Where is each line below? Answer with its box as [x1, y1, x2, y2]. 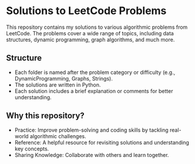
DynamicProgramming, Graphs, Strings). [14, 75, 113, 82]
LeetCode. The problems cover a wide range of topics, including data [6, 29, 174, 36]
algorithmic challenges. [29, 132, 86, 139]
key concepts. [14, 145, 49, 152]
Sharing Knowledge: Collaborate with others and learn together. [14, 151, 169, 158]
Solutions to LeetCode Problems [6, 4, 167, 18]
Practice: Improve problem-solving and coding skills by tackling [14, 126, 169, 133]
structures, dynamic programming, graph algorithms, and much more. [6, 36, 175, 43]
